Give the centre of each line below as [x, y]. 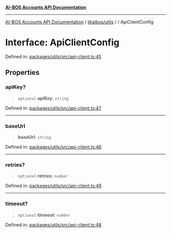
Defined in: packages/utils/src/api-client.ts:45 [53, 56]
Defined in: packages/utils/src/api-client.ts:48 [53, 225]
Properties [22, 72]
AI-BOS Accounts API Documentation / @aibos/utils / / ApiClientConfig [79, 22]
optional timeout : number [44, 215]
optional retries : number [43, 176]
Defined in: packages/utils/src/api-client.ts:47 [53, 108]
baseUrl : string [34, 137]
